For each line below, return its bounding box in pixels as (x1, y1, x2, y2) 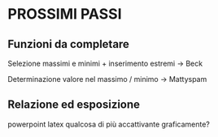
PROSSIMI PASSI (7, 5, 123, 24)
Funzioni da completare (7, 37, 129, 51)
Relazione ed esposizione (7, 98, 140, 112)
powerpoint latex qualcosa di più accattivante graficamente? (7, 119, 211, 129)
